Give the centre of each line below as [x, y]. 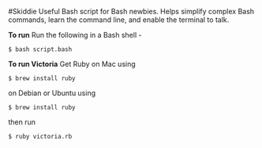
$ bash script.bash [40, 50]
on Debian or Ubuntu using [52, 93]
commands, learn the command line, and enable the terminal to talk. [119, 20]
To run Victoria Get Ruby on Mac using [72, 64]
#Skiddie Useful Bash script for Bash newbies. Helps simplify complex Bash [131, 11]
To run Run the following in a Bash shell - [75, 35]
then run [22, 122]
